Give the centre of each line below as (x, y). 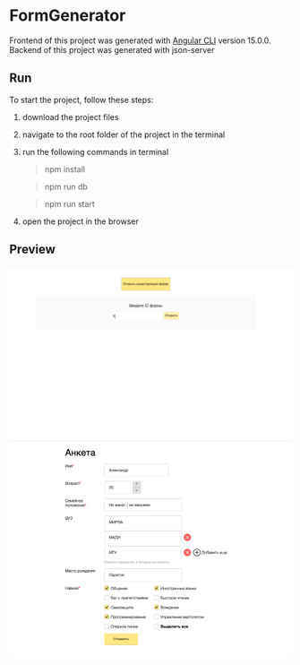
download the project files (70, 117)
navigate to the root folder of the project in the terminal (124, 134)
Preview (33, 250)
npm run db (66, 186)
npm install (64, 169)
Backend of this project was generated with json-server (112, 49)
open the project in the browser (80, 221)
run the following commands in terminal (95, 151)
